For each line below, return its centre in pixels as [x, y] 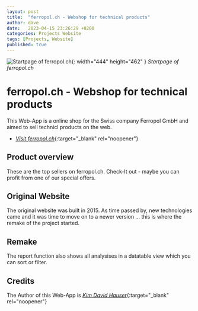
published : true [27, 45]
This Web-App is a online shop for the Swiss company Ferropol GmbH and [98, 121]
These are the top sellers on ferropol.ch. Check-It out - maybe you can [93, 171]
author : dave [23, 23]
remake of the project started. [43, 223]
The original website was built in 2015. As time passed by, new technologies [100, 210]
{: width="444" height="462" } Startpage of [125, 61]
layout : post [23, 12]
